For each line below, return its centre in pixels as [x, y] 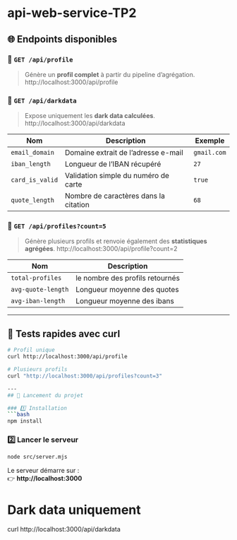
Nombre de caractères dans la [115, 196]
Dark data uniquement [74, 510]
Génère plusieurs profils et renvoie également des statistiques [116, 241]
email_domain [33, 153]
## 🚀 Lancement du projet [45, 395]
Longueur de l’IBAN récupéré [113, 164]
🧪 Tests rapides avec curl [64, 334]
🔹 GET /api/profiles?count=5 [57, 226]
